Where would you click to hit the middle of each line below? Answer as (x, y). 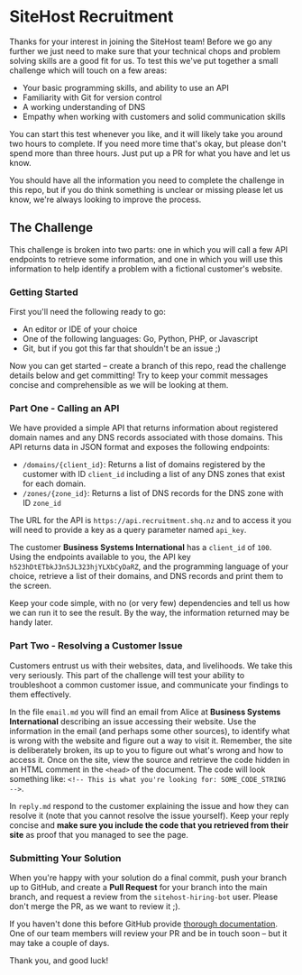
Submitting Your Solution (65, 858)
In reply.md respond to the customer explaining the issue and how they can (149, 805)
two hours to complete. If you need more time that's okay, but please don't (148, 143)
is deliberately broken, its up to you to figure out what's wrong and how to (146, 750)
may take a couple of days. (59, 943)
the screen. (31, 586)
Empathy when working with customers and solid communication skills (154, 116)
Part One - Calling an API (64, 408)
